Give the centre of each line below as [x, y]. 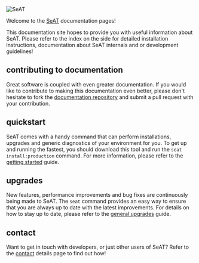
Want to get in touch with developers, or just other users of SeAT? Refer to [98, 247]
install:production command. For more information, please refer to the [95, 156]
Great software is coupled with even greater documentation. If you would [96, 84]
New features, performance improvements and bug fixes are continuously [97, 195]
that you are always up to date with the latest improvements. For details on [98, 208]
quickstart [26, 122]
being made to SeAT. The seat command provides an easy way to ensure [96, 201]
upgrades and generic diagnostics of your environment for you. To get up [97, 143]
